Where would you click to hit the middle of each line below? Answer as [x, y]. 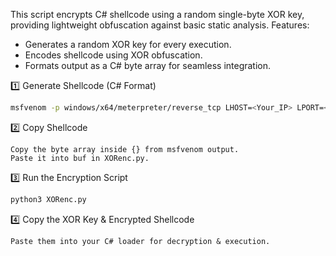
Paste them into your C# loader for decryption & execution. [140, 241]
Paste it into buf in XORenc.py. [80, 158]
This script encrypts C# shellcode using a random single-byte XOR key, [157, 14]
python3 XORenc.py [48, 199]
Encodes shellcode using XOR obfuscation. [113, 55]
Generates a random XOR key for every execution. [128, 44]
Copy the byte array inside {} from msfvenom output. [125, 149]
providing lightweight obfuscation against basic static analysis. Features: [160, 25]
